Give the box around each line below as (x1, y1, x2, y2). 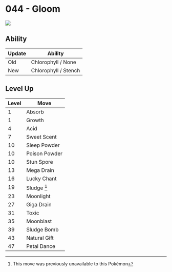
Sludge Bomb (26, 226, 59, 233)
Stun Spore (26, 158, 53, 165)
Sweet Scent (26, 133, 57, 140)
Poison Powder (26, 150, 63, 157)
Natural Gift (26, 234, 54, 241)
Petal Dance (26, 242, 55, 249)
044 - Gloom (5, 3, 60, 15)
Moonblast (26, 218, 52, 225)
